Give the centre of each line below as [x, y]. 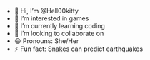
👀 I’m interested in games [51, 18]
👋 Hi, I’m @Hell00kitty [46, 11]
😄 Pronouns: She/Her [46, 41]
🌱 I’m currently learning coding [60, 26]
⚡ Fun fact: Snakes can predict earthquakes [79, 49]
